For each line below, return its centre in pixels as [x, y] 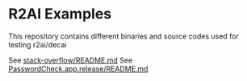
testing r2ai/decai [38, 44]
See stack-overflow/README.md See [71, 60]
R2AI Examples [60, 14]
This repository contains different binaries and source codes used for [124, 36]
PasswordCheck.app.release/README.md [78, 68]
